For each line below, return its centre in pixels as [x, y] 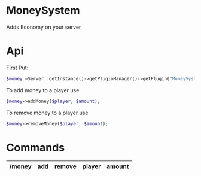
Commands [36, 148]
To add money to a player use [43, 90]
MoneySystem [43, 10]
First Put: [17, 68]
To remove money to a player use [47, 113]
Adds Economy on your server [44, 27]
